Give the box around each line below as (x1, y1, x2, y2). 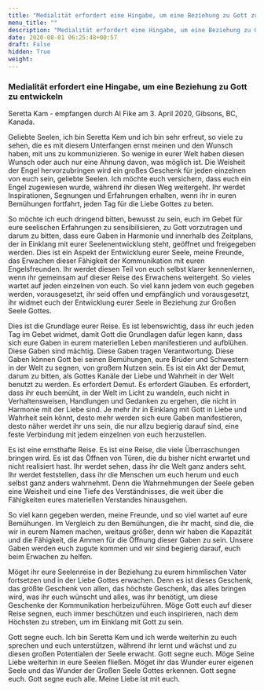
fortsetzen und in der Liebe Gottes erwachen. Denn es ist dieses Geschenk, (8, 576, 253, 585)
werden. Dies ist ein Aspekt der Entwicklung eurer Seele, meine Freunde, (8, 248, 245, 258)
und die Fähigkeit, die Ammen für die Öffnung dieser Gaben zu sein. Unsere (8, 536, 254, 545)
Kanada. (8, 117, 35, 126)
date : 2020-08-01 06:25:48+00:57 (8, 33, 118, 42)
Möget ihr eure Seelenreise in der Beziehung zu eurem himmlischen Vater (8, 567, 247, 577)
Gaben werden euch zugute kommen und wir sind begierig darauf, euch (8, 543, 241, 554)
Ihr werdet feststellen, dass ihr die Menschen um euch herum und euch (8, 470, 240, 480)
